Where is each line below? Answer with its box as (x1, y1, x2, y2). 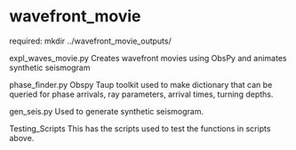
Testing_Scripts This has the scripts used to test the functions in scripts (9, 122, 271, 134)
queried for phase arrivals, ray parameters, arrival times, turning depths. (9, 89, 274, 99)
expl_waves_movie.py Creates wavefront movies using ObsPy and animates (9, 52, 287, 63)
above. (9, 132, 35, 143)
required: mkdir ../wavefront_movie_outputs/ (9, 36, 172, 46)
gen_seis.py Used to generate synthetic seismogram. (9, 106, 204, 116)
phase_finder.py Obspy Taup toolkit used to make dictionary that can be (9, 79, 273, 90)
